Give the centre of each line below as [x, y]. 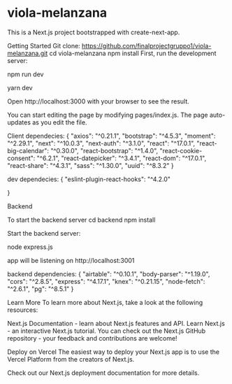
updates [19, 122]
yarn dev [20, 87]
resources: [23, 310]
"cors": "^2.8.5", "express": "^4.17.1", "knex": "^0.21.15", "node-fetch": [106, 281]
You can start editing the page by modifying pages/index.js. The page [108, 115]
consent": [21, 158]
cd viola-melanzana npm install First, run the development [133, 53]
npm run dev [26, 74]
